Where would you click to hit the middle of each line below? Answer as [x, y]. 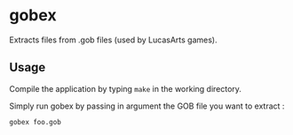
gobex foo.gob [36, 122]
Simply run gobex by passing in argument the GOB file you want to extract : [147, 106]
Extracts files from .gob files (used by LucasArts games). [113, 40]
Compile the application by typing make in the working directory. [126, 88]
